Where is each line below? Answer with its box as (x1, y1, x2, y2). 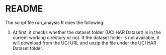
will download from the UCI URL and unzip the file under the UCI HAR (12, 39, 157, 45)
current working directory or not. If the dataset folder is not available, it (12, 34, 159, 40)
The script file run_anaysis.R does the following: (5, 19, 105, 25)
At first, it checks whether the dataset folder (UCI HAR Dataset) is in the (12, 29, 161, 35)
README (5, 3, 43, 14)
